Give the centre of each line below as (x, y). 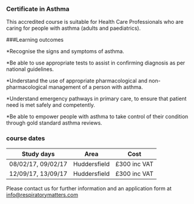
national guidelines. (30, 69)
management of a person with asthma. (96, 87)
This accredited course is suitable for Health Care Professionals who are (95, 22)
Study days (38, 154)
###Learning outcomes (35, 40)
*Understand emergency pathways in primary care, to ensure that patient (96, 99)
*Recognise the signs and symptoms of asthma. (65, 51)
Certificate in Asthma (38, 9)
